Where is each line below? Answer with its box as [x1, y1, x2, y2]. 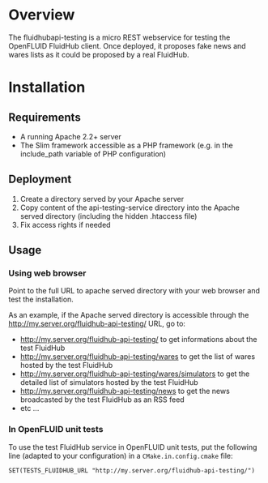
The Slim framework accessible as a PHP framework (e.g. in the [19, 140, 233, 150]
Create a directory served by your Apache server [19, 194, 185, 203]
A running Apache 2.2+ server [19, 131, 121, 141]
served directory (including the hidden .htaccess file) [19, 211, 198, 220]
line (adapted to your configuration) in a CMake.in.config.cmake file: [8, 451, 233, 460]
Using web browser [8, 267, 87, 279]
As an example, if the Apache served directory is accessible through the [8, 310, 249, 320]
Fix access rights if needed [19, 220, 111, 229]
